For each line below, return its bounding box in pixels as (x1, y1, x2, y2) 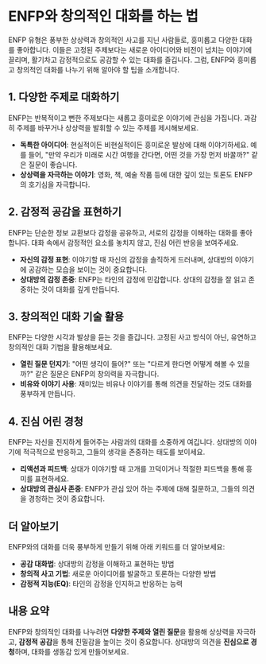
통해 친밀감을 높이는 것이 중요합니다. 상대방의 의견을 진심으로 (60, 637, 249, 647)
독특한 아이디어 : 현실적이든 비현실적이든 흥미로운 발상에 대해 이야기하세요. (19, 140, 249, 149)
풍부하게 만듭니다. (19, 389, 75, 398)
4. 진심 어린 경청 (8, 414, 83, 428)
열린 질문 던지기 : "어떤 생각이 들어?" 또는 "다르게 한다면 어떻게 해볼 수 (19, 359, 236, 369)
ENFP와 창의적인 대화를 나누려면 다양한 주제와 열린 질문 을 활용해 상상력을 (8, 627, 236, 636)
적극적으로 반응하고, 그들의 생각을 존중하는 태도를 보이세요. (22, 447, 206, 457)
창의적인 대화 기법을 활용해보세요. (8, 343, 113, 352)
